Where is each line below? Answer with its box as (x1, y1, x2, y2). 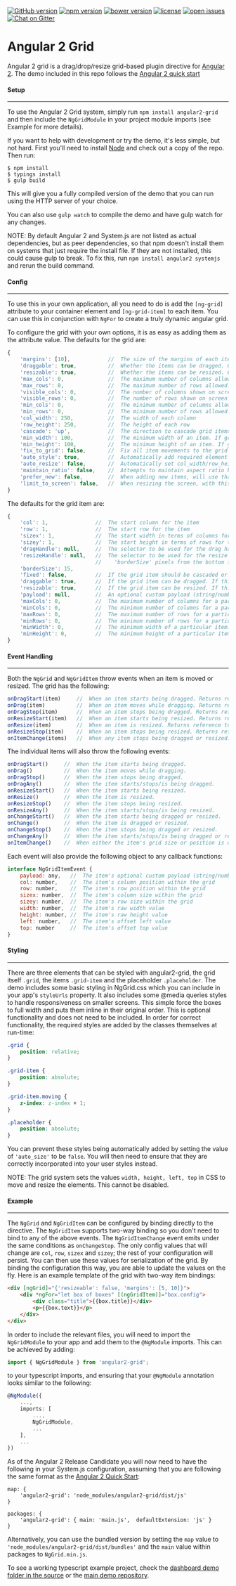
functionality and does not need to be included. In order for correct (7, 1013, 202, 1022)
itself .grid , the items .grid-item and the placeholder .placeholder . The (7, 975, 216, 984)
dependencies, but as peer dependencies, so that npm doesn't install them (7, 239, 225, 247)
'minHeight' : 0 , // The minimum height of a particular (20, 630, 216, 637)
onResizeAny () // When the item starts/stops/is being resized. (7, 807, 216, 814)
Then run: (7, 151, 36, 160)
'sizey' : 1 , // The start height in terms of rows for (20, 539, 225, 546)
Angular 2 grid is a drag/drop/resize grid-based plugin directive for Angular (7, 62, 225, 70)
